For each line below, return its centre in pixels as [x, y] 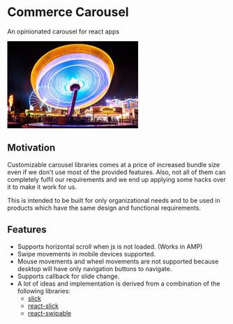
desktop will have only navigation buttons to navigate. [95, 268]
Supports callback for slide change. [68, 276]
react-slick [43, 306]
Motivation [31, 148]
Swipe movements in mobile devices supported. [86, 254]
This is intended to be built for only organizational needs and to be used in [114, 200]
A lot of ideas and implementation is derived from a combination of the [119, 284]
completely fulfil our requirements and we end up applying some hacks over [117, 179]
